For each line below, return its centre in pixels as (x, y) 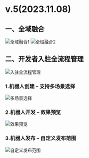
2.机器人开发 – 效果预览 (33, 112)
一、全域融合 (25, 29)
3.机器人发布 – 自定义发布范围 (41, 138)
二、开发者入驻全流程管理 (44, 59)
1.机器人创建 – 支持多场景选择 (40, 86)
